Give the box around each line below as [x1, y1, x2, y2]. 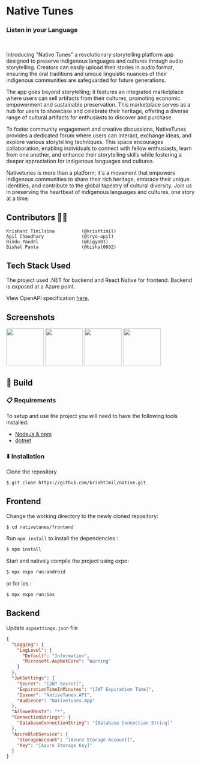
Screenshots [6, 312, 55, 322]
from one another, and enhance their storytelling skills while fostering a [6, 151, 182, 158]
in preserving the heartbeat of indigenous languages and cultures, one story [6, 189, 195, 196]
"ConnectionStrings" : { [11, 714, 71, 720]
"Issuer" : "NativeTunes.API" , [17, 692, 93, 698]
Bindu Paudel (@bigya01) [6, 239, 109, 245]
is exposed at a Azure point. [6, 283, 76, 290]
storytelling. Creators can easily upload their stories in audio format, [6, 64, 175, 71]
